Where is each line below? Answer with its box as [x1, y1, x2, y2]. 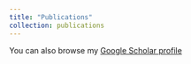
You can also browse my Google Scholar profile [9, 45, 183, 55]
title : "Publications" [9, 12, 93, 22]
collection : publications [9, 21, 104, 30]
